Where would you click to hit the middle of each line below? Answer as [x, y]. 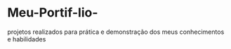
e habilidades [27, 39]
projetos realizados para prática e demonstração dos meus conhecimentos [116, 32]
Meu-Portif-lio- [53, 13]
